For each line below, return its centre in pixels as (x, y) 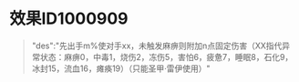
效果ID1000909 (69, 19)
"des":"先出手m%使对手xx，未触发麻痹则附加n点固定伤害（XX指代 (157, 46)
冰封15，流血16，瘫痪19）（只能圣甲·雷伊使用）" (121, 68)
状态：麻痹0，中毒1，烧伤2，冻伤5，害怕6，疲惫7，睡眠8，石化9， (166, 56)
